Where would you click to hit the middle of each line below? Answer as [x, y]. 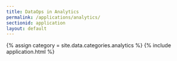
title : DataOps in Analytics [43, 12]
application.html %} [31, 52]
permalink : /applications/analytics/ [53, 17]
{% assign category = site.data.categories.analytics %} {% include [89, 45]
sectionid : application [36, 23]
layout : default [26, 28]
